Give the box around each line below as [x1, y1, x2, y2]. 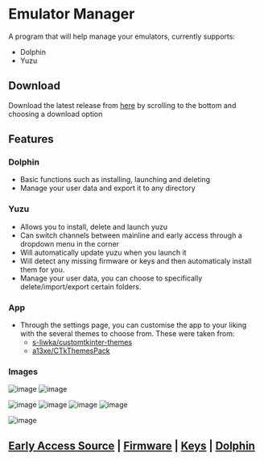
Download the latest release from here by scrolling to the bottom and [8, 100, 237, 110]
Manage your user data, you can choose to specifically [19, 273, 203, 283]
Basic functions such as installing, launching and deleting [19, 175, 211, 185]
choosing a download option [8, 109, 103, 118]
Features [8, 132, 54, 146]
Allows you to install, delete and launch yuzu [19, 222, 168, 231]
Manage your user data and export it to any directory [19, 183, 196, 193]
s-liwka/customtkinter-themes [31, 338, 133, 347]
